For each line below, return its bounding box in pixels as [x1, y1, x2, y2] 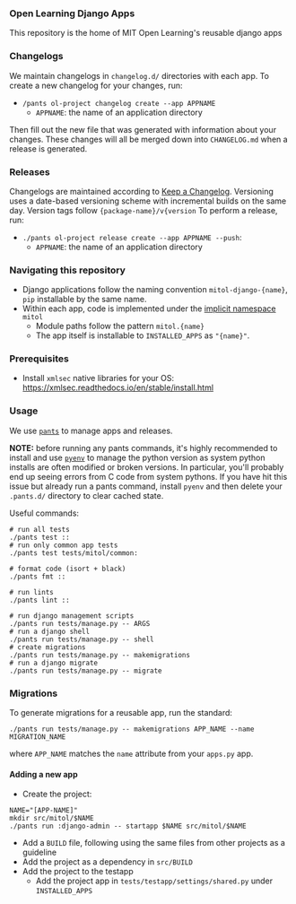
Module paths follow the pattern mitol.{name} [35, 321, 205, 332]
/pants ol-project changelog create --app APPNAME [22, 99, 216, 108]
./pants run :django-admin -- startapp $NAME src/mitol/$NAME [9, 821, 247, 831]
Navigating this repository [9, 264, 126, 276]
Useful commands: [9, 508, 79, 518]
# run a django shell [9, 627, 91, 636]
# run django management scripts [9, 611, 135, 621]
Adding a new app [9, 769, 78, 779]
